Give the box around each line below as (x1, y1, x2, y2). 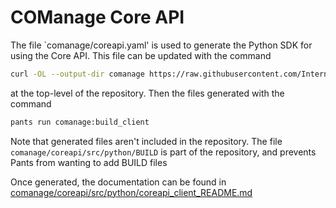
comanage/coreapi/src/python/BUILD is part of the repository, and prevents (10, 146, 317, 158)
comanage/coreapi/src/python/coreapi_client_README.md (10, 186, 253, 198)
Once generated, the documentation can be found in (10, 176, 227, 188)
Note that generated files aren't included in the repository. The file (10, 135, 283, 147)
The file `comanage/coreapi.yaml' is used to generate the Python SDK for (10, 39, 313, 51)
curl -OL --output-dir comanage (10, 69, 145, 79)
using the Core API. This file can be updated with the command (10, 49, 272, 61)
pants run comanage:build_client (10, 117, 150, 127)
